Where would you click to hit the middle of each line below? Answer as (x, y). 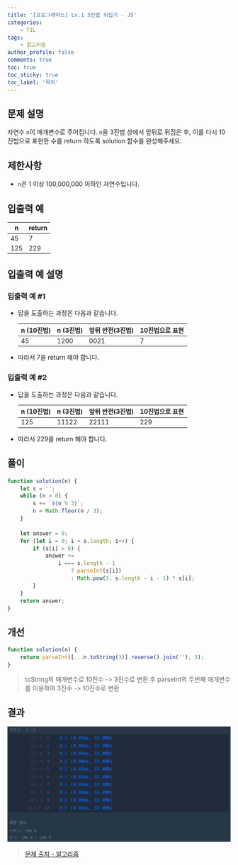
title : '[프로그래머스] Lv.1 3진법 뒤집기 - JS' (72, 15)
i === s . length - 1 (86, 563)
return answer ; (42, 601)
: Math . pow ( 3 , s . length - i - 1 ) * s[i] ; (132, 578)
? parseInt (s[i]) (96, 571)
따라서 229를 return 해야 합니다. (62, 439)
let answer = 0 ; (44, 533)
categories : (25, 22)
